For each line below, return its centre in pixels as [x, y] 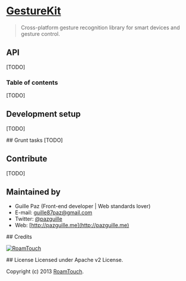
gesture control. [41, 33]
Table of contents [32, 82]
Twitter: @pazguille [38, 219]
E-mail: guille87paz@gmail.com [53, 212]
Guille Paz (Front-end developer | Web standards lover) [83, 206]
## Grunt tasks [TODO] [35, 140]
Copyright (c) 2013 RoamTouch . [45, 271]
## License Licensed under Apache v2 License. [65, 260]
